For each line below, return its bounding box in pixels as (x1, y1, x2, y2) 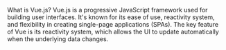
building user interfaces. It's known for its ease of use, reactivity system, (7, 13, 215, 21)
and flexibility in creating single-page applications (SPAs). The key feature (7, 21, 219, 28)
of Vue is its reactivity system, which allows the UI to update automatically (7, 27, 220, 36)
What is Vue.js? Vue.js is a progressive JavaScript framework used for (7, 6, 208, 14)
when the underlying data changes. (7, 35, 109, 43)
